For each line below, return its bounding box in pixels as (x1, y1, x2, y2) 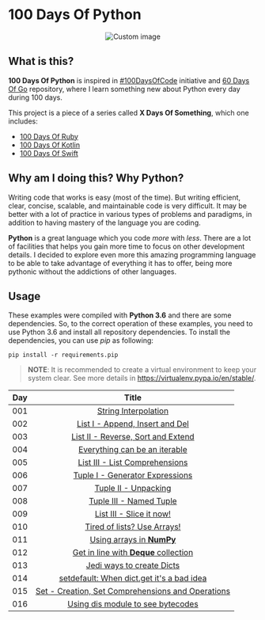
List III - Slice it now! (94, 508, 172, 519)
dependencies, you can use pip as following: (8, 336, 154, 345)
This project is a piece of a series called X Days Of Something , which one (8, 108, 249, 117)
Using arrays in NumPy (89, 534, 176, 546)
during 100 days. (8, 93, 63, 102)
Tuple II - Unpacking (94, 483, 172, 494)
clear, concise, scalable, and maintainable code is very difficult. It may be (8, 200, 248, 211)
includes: (8, 116, 38, 126)
